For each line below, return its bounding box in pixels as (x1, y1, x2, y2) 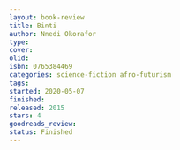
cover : (9, 46, 34, 55)
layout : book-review (9, 12, 86, 22)
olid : (9, 54, 29, 63)
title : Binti (9, 21, 57, 30)
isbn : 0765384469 (9, 63, 73, 71)
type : (9, 37, 29, 47)
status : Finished (9, 128, 73, 137)
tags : (9, 79, 29, 87)
